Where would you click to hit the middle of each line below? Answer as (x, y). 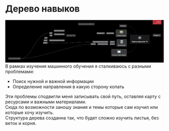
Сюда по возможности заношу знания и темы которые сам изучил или (82, 107)
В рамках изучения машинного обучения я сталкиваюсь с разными (78, 67)
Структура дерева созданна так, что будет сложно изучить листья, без (82, 118)
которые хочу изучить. (30, 113)
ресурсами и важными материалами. (46, 102)
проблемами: (20, 72)
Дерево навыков (43, 9)
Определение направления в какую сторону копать (68, 87)
